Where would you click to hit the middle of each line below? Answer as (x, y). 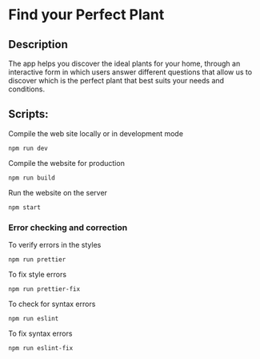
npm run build (32, 178)
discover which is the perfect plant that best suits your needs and (116, 81)
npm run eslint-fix (41, 349)
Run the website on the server (58, 192)
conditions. (27, 89)
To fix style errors (37, 275)
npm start (25, 207)
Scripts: (28, 114)
